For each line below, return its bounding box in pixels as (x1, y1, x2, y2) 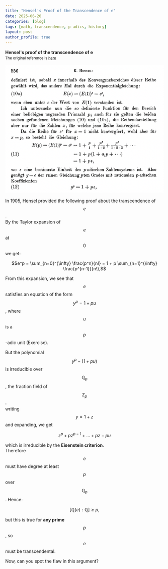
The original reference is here (5, 56, 56, 61)
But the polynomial (5, 349, 44, 356)
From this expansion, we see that (5, 275, 74, 281)
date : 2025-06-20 (5, 13, 42, 19)
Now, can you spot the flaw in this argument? (5, 558, 99, 564)
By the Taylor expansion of (5, 219, 61, 225)
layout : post (5, 29, 33, 35)
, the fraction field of (5, 383, 48, 389)
